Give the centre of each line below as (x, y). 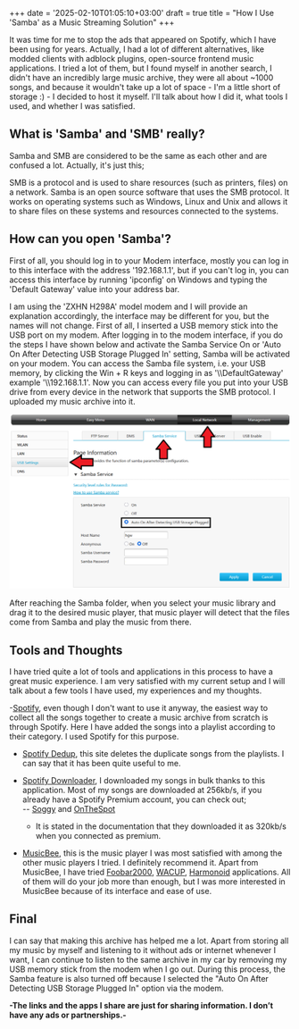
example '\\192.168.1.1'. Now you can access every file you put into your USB (149, 382)
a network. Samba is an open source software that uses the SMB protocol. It (149, 192)
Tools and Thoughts (66, 650)
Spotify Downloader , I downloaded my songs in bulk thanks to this (144, 780)
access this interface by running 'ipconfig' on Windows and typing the (138, 280)
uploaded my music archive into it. (72, 401)
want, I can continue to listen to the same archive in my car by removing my (148, 959)
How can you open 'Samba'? (91, 239)
